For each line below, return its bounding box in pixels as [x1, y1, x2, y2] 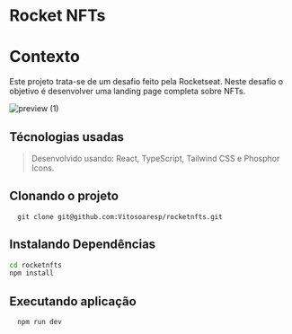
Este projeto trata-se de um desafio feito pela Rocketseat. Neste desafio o [9, 76, 284, 87]
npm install [9, 268, 54, 278]
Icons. [31, 163, 55, 173]
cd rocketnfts [9, 260, 63, 269]
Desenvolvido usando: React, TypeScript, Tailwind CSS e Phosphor [31, 153, 280, 163]
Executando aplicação [9, 294, 137, 309]
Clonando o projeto [9, 189, 119, 204]
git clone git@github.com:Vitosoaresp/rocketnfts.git [17, 212, 223, 221]
